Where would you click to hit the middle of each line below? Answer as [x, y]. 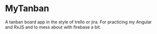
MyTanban [27, 8]
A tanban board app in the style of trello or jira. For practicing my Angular [78, 22]
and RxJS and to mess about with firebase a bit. [53, 27]
